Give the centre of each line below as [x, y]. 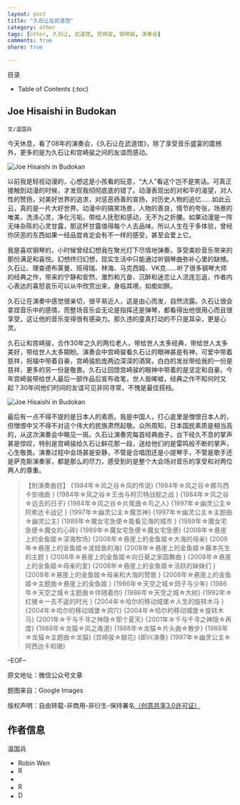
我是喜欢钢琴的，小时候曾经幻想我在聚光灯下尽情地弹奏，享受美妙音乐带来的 [120, 250]
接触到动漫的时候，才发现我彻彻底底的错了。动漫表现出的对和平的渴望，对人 [120, 190]
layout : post [27, 14]
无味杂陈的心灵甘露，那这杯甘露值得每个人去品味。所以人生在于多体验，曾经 [120, 226]
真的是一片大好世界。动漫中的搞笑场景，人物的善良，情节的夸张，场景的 [126, 208]
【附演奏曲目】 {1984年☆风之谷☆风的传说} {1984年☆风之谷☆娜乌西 [127, 485]
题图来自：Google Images [45, 690]
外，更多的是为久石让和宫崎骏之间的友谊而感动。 [79, 152]
